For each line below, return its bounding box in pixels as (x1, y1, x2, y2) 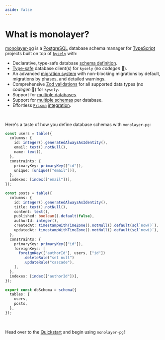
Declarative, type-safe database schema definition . (12, 60, 118, 66)
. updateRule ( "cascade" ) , (23, 260, 75, 265)
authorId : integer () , (14, 218, 59, 223)
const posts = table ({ (5, 191, 52, 196)
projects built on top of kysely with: (5, 50, 78, 56)
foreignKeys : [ (14, 246, 46, 251)
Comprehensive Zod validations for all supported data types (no (12, 81, 144, 87)
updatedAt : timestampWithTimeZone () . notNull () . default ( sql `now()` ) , (14, 228, 159, 233)
